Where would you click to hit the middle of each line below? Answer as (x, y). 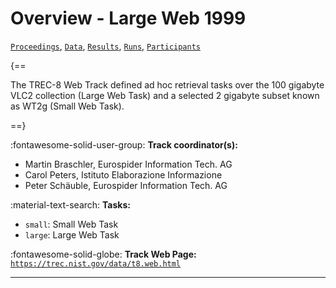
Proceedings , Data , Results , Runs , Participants (105, 46)
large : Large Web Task (72, 234)
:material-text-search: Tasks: (70, 204)
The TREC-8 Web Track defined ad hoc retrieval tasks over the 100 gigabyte (167, 84)
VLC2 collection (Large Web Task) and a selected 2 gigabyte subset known (165, 95)
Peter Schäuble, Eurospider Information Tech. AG (126, 185)
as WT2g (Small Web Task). (67, 106)
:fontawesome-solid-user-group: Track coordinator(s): (124, 144)
